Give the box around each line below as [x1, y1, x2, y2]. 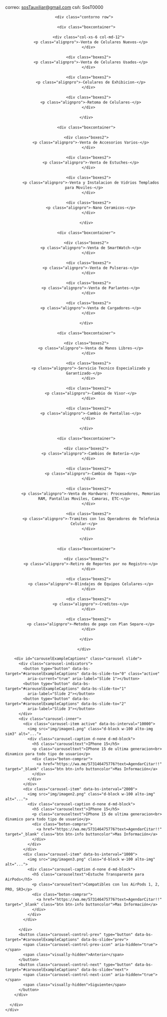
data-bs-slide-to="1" [81, 686, 126, 691]
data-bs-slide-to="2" [81, 701, 126, 706]
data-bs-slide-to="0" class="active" [81, 671, 160, 676]
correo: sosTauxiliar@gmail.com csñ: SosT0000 [5, 5, 103, 10]
